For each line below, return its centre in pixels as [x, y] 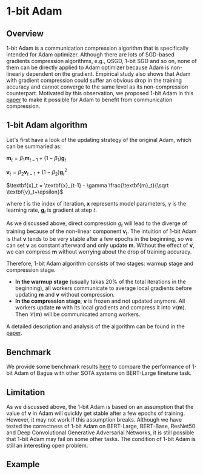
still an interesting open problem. [47, 446]
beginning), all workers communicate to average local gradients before [103, 288]
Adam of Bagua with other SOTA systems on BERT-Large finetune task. [103, 373]
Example [23, 464]
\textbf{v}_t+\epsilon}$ [35, 192]
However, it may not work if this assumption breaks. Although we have [94, 420]
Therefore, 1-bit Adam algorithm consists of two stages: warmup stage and [100, 264]
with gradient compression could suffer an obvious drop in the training [94, 80]
